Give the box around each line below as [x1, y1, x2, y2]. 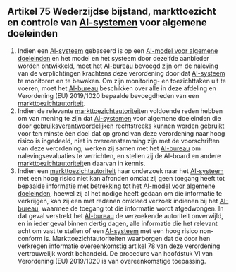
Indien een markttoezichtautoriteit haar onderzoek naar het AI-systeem [17, 166, 224, 175]
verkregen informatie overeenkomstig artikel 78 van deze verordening [17, 242, 221, 250]
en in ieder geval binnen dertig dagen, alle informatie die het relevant [17, 219, 218, 227]
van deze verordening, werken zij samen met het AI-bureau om [17, 144, 201, 153]
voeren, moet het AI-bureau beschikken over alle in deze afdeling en [17, 84, 216, 93]
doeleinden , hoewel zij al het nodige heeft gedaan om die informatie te [17, 189, 223, 197]
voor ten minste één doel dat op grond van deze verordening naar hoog [17, 129, 225, 137]
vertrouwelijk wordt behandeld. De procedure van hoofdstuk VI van [17, 249, 213, 257]
